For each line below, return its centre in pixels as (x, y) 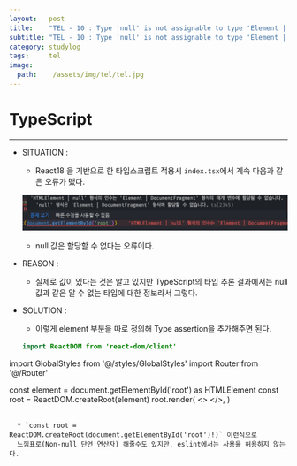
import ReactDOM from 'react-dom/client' (99, 346)
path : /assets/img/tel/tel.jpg (80, 75)
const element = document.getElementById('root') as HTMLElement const (144, 390)
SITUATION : (45, 152)
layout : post (37, 19)
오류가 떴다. (65, 181)
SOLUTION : (44, 310)
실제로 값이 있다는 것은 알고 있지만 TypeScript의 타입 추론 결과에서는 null (161, 281)
